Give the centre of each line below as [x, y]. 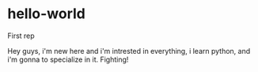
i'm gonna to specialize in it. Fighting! [68, 59]
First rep [21, 36]
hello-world [47, 14]
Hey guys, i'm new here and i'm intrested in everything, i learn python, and [129, 51]
